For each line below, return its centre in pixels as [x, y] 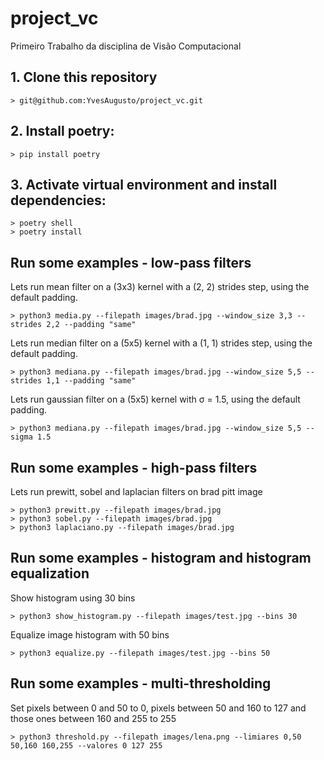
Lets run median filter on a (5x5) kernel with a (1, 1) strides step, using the [161, 343]
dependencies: [58, 200]
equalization [50, 573]
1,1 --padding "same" [91, 381]
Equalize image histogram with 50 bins [90, 634]
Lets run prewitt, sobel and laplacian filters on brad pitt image [136, 491]
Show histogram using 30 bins [73, 598]
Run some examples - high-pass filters [134, 467]
